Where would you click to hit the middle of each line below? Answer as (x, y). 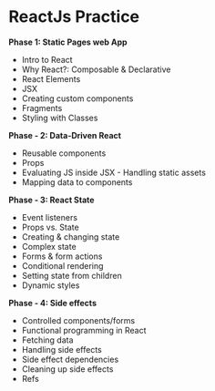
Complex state (49, 246)
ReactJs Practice (74, 17)
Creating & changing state (71, 237)
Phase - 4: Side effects (53, 303)
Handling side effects (61, 349)
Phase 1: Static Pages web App (68, 42)
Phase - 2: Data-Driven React (65, 135)
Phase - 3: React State (51, 200)
